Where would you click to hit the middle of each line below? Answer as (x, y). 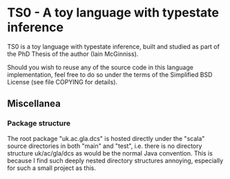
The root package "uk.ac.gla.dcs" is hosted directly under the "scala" (106, 138)
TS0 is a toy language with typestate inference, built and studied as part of (113, 46)
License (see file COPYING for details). (63, 82)
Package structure (39, 124)
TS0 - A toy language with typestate (113, 13)
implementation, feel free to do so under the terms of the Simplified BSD (110, 75)
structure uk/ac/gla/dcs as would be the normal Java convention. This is (110, 153)
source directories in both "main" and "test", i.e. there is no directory (105, 146)
